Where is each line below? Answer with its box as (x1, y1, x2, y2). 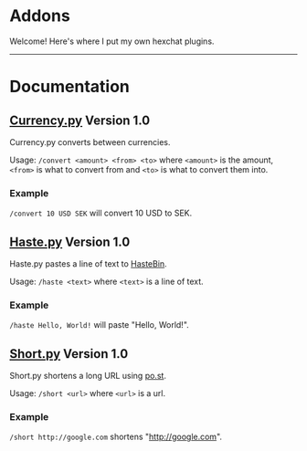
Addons (9, 5, 70, 26)
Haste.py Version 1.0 (9, 234, 131, 249)
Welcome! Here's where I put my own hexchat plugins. (9, 36, 215, 47)
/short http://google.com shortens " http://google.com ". (9, 431, 222, 443)
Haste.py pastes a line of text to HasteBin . (9, 258, 167, 269)
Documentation (9, 77, 131, 97)
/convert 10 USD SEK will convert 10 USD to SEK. (9, 207, 193, 219)
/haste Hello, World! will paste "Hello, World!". (9, 320, 189, 330)
